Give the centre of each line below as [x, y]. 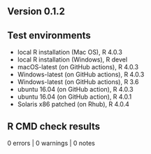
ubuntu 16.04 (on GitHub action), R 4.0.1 [74, 97]
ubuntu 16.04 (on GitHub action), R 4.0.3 [75, 90]
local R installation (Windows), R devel [72, 59]
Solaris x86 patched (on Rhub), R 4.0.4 [73, 104]
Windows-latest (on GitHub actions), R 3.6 [78, 82]
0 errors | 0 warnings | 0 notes [51, 143]
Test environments [49, 35]
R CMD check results [54, 126]
